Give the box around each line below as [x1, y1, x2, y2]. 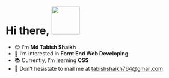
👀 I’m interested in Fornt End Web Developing [14, 49, 129, 57]
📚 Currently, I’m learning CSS [14, 57, 89, 64]
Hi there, [5, 24, 49, 38]
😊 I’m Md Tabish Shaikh [14, 43, 76, 51]
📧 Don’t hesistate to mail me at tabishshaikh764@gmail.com [14, 65, 163, 72]
